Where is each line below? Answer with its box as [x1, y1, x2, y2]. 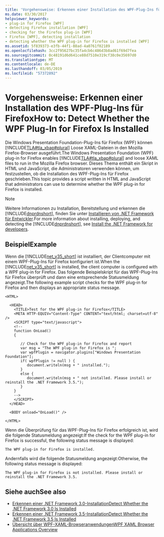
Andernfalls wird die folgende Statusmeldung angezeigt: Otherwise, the [5, 455, 148, 461]
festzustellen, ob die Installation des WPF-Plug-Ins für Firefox [5, 171, 129, 176]
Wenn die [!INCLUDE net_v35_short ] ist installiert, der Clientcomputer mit [5, 253, 150, 259]
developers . [5, 226, 29, 232]
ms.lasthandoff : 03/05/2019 [5, 67, 62, 72]
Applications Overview [12, 527, 58, 533]
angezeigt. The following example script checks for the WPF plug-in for [5, 279, 147, 285]
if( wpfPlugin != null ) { [20, 358, 76, 363]
